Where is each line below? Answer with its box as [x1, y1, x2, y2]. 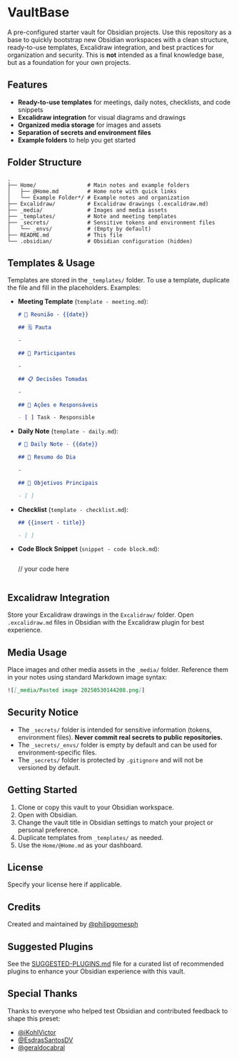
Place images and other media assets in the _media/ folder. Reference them [7, 665, 228, 674]
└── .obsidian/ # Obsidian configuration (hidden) [7, 237, 193, 245]
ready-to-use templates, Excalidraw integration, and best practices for [7, 43, 214, 51]
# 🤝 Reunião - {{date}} [17, 311, 89, 318]
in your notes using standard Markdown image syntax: [7, 673, 168, 681]
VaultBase [7, 4, 70, 21]
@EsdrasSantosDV [17, 1035, 73, 1044]
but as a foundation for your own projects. [7, 58, 131, 66]
